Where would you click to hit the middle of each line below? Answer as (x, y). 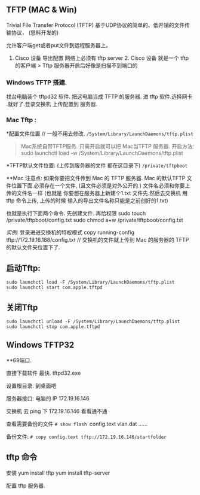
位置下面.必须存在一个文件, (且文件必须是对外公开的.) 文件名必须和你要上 (101, 186)
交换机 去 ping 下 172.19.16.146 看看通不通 (57, 411)
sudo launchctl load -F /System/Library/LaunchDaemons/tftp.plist (90, 283)
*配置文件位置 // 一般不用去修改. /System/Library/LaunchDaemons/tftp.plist (100, 133)
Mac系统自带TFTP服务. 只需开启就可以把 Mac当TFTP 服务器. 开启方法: (107, 147)
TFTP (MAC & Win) (42, 10)
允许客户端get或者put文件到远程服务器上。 (59, 45)
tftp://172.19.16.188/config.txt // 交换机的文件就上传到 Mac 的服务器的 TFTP (98, 240)
